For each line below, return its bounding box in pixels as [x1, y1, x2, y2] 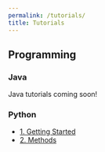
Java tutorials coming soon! [8, 90, 98, 99]
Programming [8, 48, 77, 61]
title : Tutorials [8, 19, 65, 27]
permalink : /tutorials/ [8, 11, 86, 20]
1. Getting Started [19, 127, 76, 136]
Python [8, 109, 37, 120]
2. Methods [19, 135, 57, 145]
